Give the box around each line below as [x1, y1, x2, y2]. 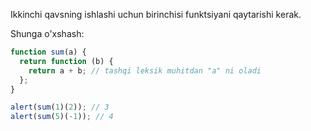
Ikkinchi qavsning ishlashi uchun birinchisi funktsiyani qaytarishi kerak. [10, 9, 302, 20]
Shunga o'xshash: [10, 28, 85, 39]
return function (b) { [19, 56, 114, 66]
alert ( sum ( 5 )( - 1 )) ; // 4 [10, 112, 114, 122]
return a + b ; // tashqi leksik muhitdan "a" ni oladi [28, 65, 262, 76]
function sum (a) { [10, 47, 87, 57]
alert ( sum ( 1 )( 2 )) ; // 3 [10, 102, 110, 113]
